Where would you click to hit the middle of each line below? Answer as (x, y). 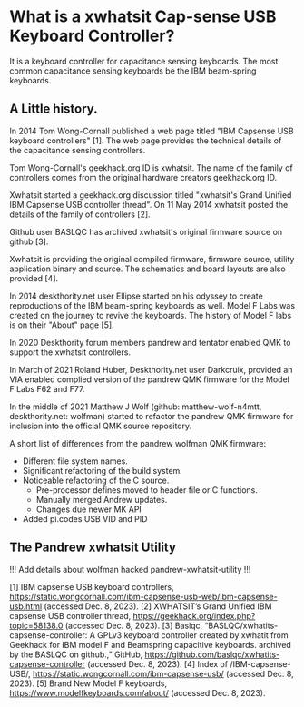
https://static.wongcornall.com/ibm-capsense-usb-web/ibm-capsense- (144, 596)
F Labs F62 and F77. (47, 388)
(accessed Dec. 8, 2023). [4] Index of (158, 663)
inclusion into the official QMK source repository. (101, 426)
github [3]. (29, 241)
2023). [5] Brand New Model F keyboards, (88, 683)
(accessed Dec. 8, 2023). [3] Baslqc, (134, 625)
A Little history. (54, 109)
